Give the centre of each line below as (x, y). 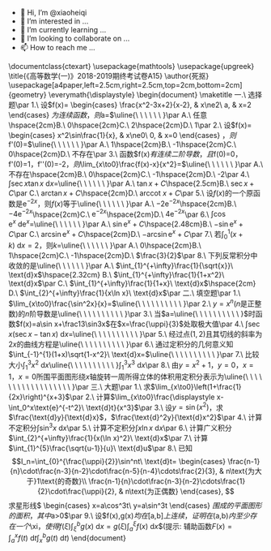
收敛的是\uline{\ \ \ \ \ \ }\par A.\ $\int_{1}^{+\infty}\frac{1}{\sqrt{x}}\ (121, 266)
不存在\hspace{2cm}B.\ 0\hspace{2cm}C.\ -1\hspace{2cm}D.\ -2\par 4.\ (129, 174)
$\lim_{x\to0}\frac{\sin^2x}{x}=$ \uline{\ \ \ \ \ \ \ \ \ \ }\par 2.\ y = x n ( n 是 (128, 303)
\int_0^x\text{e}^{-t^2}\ (47, 407)
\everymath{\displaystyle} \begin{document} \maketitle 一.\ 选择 (155, 95)
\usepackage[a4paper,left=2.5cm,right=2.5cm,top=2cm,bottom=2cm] (125, 85)
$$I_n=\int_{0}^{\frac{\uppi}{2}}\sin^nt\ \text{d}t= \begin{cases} (119, 461)
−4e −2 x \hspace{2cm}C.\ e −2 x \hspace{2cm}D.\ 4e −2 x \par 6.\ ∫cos (117, 213)
